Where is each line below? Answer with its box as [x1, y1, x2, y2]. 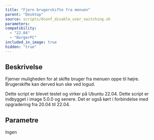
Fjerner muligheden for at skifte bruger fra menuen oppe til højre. [5, 76, 139, 82]
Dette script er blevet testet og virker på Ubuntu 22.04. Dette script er [5, 91, 149, 97]
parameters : [5, 21, 30, 26]
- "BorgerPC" [9, 35, 37, 40]
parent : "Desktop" [5, 12, 43, 17]
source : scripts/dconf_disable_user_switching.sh [5, 16, 111, 21]
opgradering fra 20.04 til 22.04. [5, 102, 70, 108]
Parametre [5, 116, 38, 125]
